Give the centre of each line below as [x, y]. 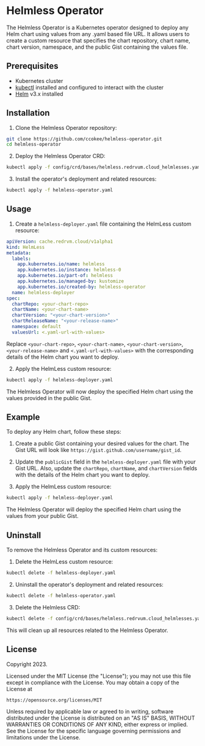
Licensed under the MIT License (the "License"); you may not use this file [99, 676]
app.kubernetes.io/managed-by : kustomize [70, 281]
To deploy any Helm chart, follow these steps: [64, 432]
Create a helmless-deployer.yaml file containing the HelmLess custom [103, 224]
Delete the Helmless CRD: [48, 607]
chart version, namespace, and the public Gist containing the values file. [97, 47]
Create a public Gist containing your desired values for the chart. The [102, 443]
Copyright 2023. [27, 664]
